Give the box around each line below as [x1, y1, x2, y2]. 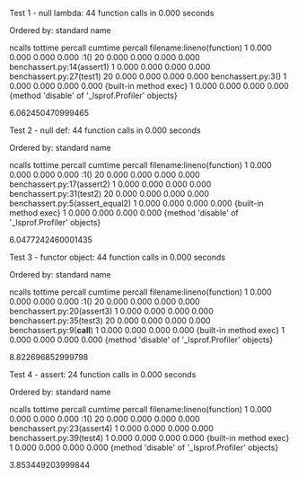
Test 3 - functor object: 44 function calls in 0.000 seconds [9, 252, 226, 262]
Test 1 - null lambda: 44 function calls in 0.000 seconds [9, 8, 215, 18]
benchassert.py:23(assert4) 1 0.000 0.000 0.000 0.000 [9, 423, 214, 434]
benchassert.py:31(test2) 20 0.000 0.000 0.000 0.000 [9, 189, 209, 199]
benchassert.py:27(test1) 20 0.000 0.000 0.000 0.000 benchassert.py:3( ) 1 [9, 71, 287, 82]
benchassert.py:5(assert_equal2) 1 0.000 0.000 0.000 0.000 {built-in [9, 198, 265, 208]
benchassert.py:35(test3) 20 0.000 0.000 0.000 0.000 [9, 315, 211, 326]
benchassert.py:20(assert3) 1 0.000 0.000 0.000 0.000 [9, 305, 214, 316]
